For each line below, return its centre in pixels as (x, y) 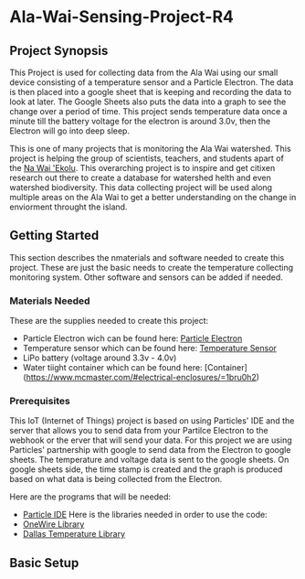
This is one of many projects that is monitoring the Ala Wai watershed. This (150, 149)
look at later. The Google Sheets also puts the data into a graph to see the (148, 102)
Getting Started (54, 236)
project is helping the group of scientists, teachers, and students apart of (147, 158)
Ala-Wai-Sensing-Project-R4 (122, 17)
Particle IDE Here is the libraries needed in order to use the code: (145, 515)
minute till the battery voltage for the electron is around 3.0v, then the (140, 121)
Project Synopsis (59, 51)
